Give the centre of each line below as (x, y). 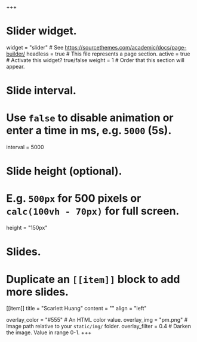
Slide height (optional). (64, 171)
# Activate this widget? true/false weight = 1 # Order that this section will (96, 60)
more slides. (37, 292)
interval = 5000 (25, 147)
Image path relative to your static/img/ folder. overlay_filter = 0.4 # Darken (98, 326)
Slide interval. (41, 91)
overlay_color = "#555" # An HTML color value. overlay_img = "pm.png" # (97, 320)
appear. (16, 66)
